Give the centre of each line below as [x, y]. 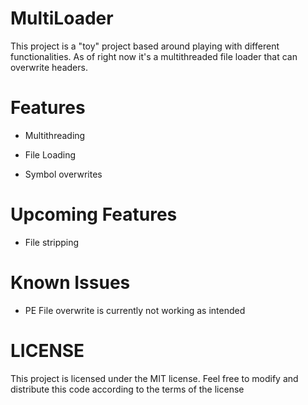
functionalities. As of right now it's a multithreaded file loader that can [154, 56]
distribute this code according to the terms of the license [127, 389]
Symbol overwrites [63, 174]
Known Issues [70, 283]
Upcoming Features [94, 214]
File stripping [52, 242]
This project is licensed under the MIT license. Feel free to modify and [154, 378]
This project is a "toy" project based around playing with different [145, 46]
